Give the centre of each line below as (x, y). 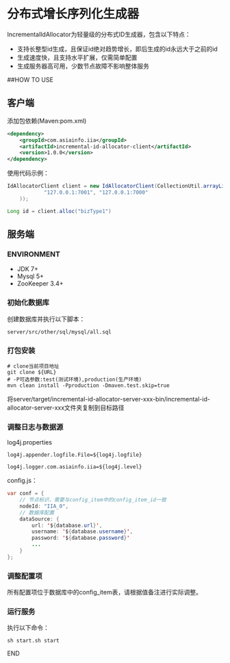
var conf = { (26, 494)
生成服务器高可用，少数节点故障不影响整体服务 (83, 66)
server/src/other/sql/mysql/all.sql (59, 332)
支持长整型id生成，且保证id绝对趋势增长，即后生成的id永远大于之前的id (117, 49)
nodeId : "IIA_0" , (44, 506)
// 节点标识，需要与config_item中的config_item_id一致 (93, 500)
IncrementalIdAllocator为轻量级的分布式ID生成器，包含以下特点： (99, 34)
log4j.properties (30, 442)
